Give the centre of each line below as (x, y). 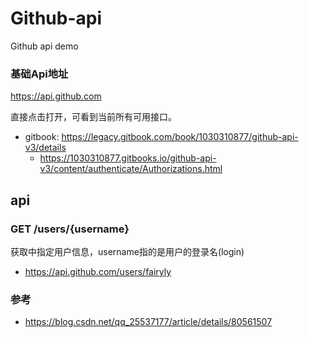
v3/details (45, 148)
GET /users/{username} (70, 229)
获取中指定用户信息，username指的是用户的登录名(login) (127, 251)
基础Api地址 (39, 74)
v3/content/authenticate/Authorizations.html (131, 169)
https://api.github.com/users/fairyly (98, 271)
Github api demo (44, 46)
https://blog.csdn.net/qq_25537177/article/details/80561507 (148, 322)
